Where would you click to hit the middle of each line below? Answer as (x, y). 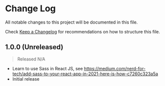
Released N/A (31, 59)
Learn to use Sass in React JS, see (47, 68)
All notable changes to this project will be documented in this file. (72, 22)
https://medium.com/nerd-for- (115, 68)
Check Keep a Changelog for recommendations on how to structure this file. (83, 31)
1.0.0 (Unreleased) (34, 47)
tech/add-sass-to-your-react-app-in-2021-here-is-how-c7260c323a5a (85, 74)
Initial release (26, 79)
